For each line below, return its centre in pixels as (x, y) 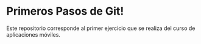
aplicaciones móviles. (33, 34)
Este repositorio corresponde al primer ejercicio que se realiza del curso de (101, 28)
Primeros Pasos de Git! (65, 11)
